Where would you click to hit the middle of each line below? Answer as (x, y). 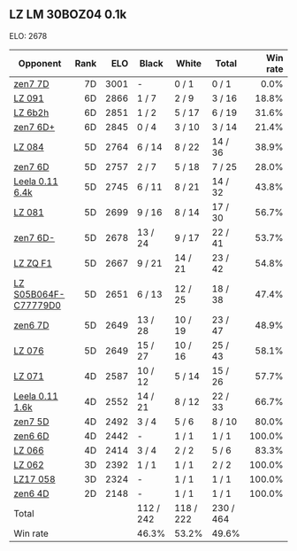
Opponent (40, 63)
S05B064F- (39, 294)
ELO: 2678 (28, 35)
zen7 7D (31, 83)
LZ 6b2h (31, 113)
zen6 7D (31, 325)
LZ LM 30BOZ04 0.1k (68, 15)
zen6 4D (31, 493)
